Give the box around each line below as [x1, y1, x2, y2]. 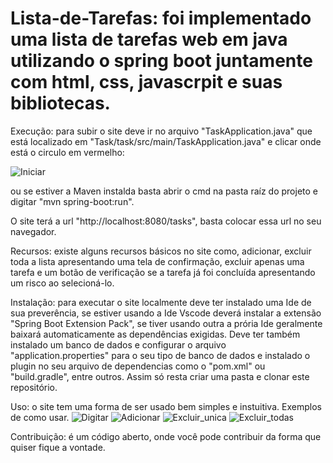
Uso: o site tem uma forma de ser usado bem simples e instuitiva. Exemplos [10, 400, 322, 412]
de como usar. [10, 411, 70, 423]
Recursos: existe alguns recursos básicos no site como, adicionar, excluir [10, 245, 312, 257]
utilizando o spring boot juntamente [10, 50, 313, 72]
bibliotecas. [10, 92, 111, 115]
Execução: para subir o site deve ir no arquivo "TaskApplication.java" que [10, 125, 313, 137]
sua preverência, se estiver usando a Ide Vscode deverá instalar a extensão [10, 307, 322, 319]
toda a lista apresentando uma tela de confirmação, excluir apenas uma [10, 255, 305, 267]
